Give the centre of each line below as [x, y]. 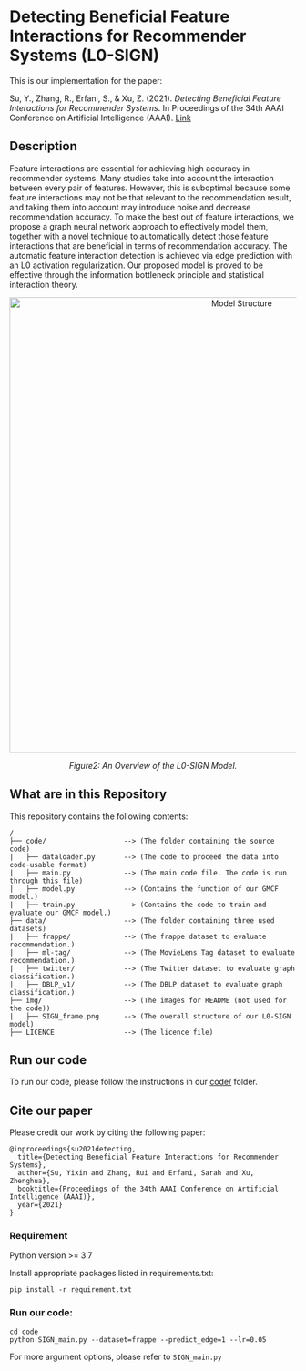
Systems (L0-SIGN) [84, 56]
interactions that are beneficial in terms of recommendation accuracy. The [148, 246]
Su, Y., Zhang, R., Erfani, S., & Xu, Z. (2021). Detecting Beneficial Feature [146, 98]
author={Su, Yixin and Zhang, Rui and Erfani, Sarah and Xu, [136, 1173]
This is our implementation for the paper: [86, 80]
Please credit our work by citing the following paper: [107, 1132]
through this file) [46, 881]
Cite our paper [51, 1110]
